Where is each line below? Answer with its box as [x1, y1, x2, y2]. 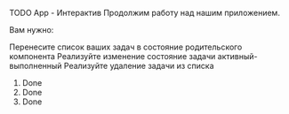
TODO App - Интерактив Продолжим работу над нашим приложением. [9, 8, 280, 18]
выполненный [9, 61, 62, 71]
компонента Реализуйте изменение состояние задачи [9, 51, 216, 61]
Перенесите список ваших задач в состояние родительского [9, 42, 243, 52]
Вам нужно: [9, 25, 54, 34]
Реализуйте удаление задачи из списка [63, 61, 215, 71]
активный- [217, 51, 258, 61]
